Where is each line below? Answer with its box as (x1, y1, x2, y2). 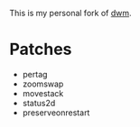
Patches (9, 40, 72, 59)
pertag (22, 68, 48, 79)
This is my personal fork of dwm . (9, 8, 132, 18)
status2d (22, 97, 56, 108)
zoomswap (22, 78, 64, 89)
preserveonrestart (22, 107, 90, 118)
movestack (22, 87, 64, 98)
